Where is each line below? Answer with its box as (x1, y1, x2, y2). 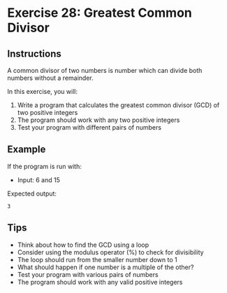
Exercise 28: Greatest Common (7, 5, 192, 21)
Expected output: (7, 189, 57, 198)
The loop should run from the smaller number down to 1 (17, 255, 177, 264)
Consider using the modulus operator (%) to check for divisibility (17, 247, 204, 257)
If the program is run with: (7, 162, 82, 170)
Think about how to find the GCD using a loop (17, 240, 149, 249)
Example (7, 144, 46, 156)
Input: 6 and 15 (17, 175, 61, 184)
